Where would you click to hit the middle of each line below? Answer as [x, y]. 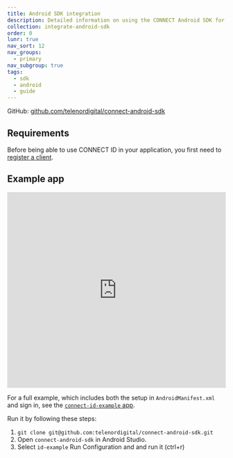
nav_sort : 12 [26, 46]
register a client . [31, 157]
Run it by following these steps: [52, 418]
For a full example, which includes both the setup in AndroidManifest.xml [111, 397]
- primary [27, 59]
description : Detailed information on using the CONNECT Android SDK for [116, 20]
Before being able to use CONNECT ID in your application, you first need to [114, 150]
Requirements [38, 133]
